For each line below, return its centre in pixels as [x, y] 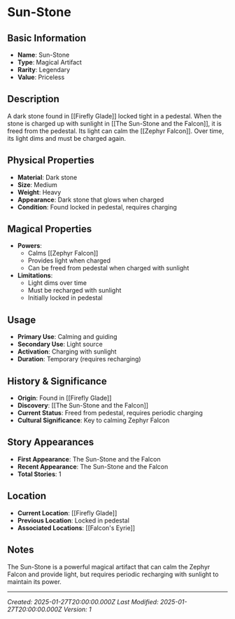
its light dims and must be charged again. [67, 138]
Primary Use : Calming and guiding [67, 337]
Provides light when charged [69, 260]
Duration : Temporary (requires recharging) [79, 359]
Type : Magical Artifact [50, 62]
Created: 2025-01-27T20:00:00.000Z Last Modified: [83, 601]
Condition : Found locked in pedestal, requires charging [97, 207]
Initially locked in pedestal [65, 298]
